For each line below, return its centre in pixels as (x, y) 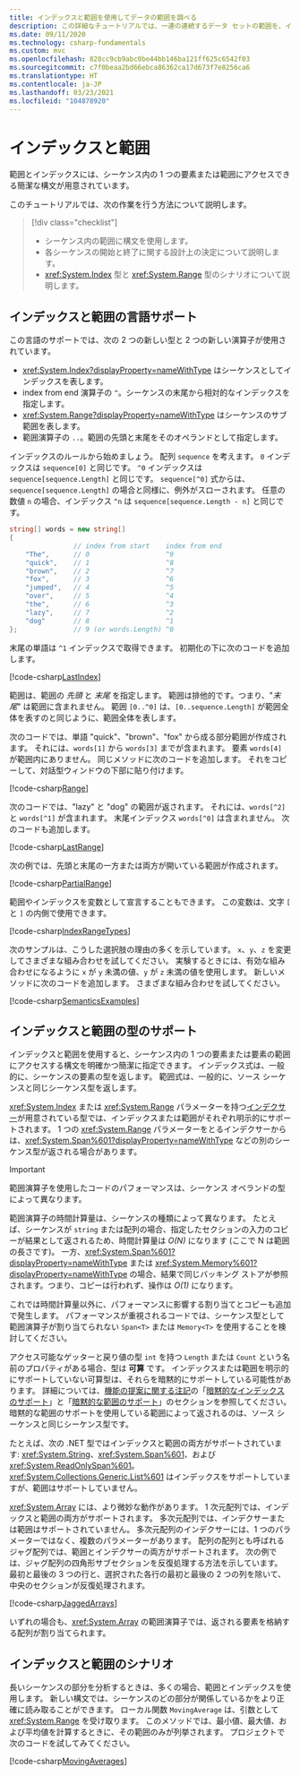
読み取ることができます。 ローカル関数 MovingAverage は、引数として (152, 1710)
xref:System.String (56, 1454)
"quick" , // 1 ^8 (100, 562)
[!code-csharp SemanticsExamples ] (75, 1000)
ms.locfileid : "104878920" (60, 101)
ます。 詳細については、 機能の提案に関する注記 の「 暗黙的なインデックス (150, 1391)
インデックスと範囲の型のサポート (103, 1031)
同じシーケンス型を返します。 (87, 1088)
